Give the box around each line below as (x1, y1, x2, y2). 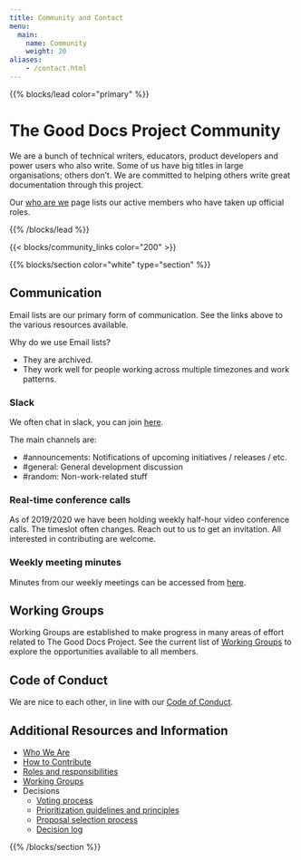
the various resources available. (9, 319, 129, 330)
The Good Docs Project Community (9, 121, 281, 141)
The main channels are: (9, 434, 97, 445)
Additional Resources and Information (9, 722, 228, 739)
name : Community (25, 38, 88, 48)
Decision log (35, 824, 83, 835)
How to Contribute (22, 756, 92, 767)
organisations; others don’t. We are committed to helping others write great (9, 169, 291, 180)
